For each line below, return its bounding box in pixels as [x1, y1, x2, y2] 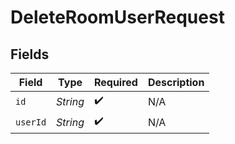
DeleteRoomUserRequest [10, 6, 225, 29]
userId [15, 116, 47, 128]
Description [147, 76, 205, 89]
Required [93, 76, 138, 89]
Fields [10, 46, 50, 63]
